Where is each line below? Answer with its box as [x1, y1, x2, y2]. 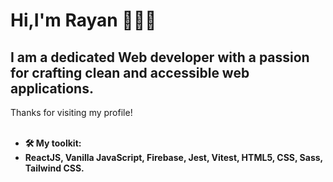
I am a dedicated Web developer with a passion [10, 49, 310, 66]
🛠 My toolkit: [24, 137, 82, 149]
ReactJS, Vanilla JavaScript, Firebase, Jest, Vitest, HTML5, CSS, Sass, [24, 152, 323, 163]
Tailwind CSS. [24, 162, 85, 174]
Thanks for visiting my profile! [10, 107, 133, 118]
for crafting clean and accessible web [10, 64, 250, 81]
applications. [10, 80, 94, 97]
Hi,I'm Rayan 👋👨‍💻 [10, 9, 157, 32]
